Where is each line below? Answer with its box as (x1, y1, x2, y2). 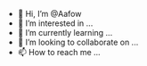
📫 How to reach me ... (17, 47, 101, 57)
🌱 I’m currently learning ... (17, 28, 113, 37)
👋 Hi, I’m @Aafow (17, 9, 82, 19)
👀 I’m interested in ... (17, 18, 94, 29)
